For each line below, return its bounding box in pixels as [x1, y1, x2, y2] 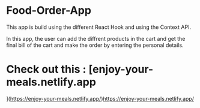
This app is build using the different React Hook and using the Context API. [6, 23, 191, 31]
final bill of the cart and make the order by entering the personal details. [6, 41, 184, 49]
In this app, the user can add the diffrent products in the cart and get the [6, 35, 186, 42]
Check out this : [6, 62, 86, 76]
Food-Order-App [6, 4, 92, 17]
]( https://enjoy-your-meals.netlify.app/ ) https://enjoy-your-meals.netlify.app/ [6, 95, 194, 102]
